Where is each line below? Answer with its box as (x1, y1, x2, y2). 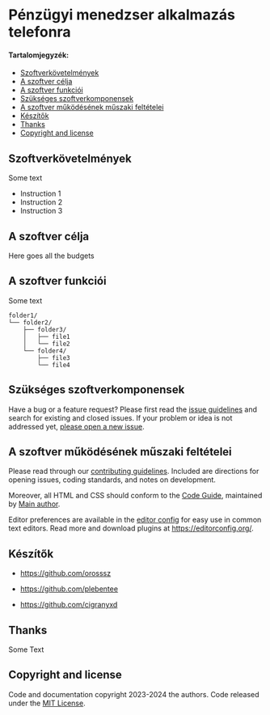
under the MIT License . (8, 698, 86, 708)
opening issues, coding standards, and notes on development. (8, 475, 217, 484)
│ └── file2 (23, 340, 70, 348)
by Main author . (8, 499, 61, 509)
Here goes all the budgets (8, 251, 95, 260)
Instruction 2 (19, 197, 63, 207)
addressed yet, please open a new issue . (8, 421, 145, 431)
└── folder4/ (23, 346, 67, 355)
